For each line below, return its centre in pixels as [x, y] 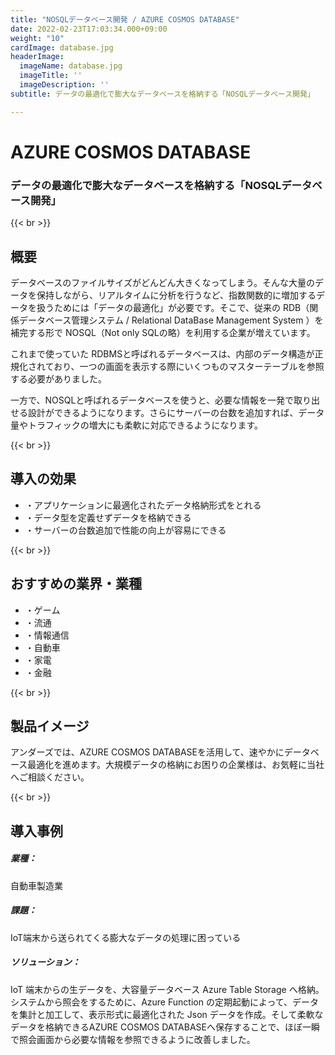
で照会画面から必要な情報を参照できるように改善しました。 [133, 1039]
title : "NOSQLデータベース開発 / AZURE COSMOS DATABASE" [125, 19]
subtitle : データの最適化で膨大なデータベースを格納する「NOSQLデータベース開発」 [162, 94]
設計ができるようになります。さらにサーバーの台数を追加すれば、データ [176, 412]
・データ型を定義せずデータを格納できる [108, 517]
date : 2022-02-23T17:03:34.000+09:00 [89, 29]
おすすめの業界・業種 [76, 584]
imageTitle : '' [51, 76]
